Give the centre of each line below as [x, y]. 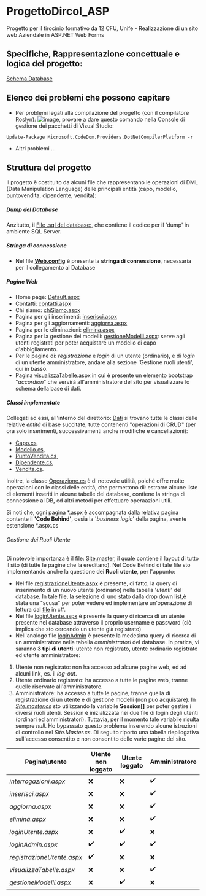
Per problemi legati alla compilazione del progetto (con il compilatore [102, 112]
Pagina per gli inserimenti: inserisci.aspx [66, 317]
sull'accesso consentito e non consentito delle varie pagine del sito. [101, 739]
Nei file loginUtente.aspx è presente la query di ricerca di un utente [100, 616]
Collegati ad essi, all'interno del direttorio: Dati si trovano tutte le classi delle [102, 418]
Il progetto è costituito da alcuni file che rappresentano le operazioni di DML [102, 182]
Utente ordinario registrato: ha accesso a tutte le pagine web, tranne [101, 680]
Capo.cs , [27, 443]
